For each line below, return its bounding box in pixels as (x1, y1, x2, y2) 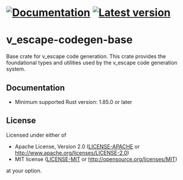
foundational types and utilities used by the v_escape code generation (6, 59, 178, 67)
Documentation (6, 83, 65, 93)
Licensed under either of (6, 131, 67, 138)
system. (6, 65, 26, 72)
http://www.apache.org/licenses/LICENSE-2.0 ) (14, 149, 130, 156)
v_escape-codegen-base (6, 33, 133, 47)
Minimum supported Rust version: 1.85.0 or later (14, 98, 132, 105)
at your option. (6, 167, 42, 174)
